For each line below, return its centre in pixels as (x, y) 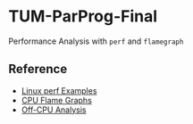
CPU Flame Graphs (57, 100)
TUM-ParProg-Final (83, 17)
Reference (38, 69)
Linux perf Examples (59, 90)
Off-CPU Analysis (54, 110)
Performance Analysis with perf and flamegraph (96, 41)
